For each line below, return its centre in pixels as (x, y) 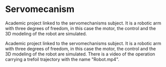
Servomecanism (40, 9)
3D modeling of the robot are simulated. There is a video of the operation (80, 54)
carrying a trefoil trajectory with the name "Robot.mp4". (62, 59)
